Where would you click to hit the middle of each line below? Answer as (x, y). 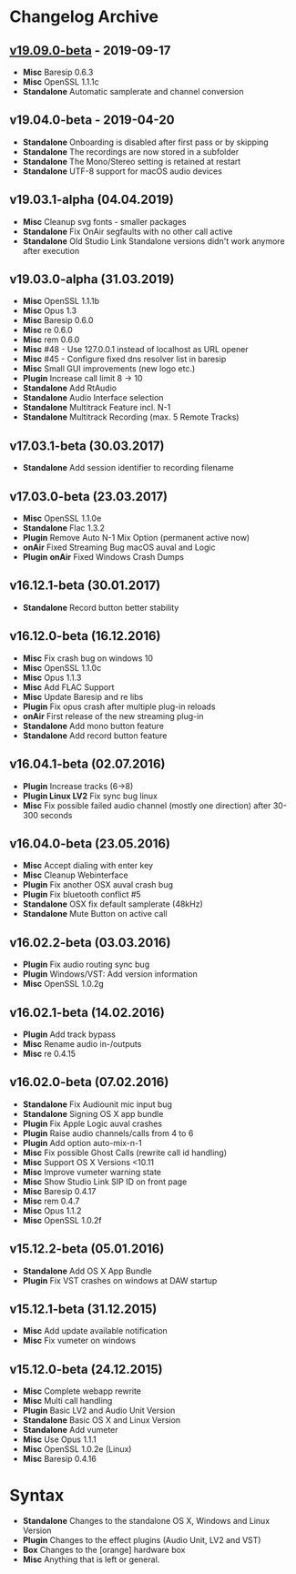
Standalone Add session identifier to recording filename (128, 468)
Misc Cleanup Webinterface (76, 875)
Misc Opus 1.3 (50, 310)
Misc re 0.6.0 (47, 330)
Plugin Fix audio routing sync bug (86, 965)
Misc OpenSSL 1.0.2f (62, 1220)
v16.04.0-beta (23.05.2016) (90, 843)
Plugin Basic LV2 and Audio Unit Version (99, 1411)
